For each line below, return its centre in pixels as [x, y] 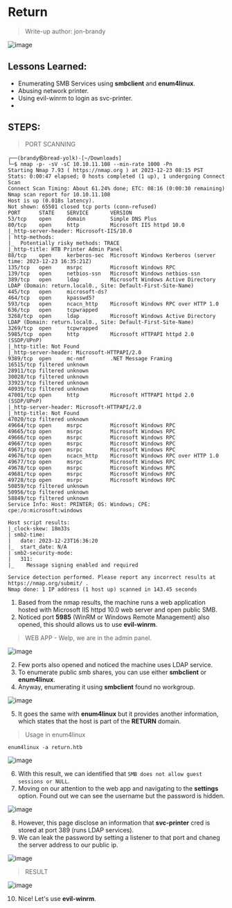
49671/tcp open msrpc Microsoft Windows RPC [92, 449]
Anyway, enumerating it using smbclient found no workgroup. [107, 687]
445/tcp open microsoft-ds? [58, 292]
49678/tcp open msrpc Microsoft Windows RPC [92, 468]
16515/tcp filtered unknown [48, 364]
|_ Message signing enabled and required [73, 565]
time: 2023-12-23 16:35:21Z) [50, 261]
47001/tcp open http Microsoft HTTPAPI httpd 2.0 [101, 395]
